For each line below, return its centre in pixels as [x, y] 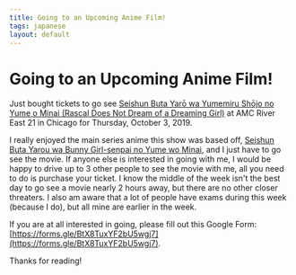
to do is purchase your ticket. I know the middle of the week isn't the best [145, 178]
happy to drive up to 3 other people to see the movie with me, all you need [147, 169]
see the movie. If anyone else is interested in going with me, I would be [140, 159]
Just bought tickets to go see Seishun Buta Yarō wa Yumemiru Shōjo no [142, 103]
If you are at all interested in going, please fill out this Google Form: [133, 225]
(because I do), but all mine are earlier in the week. [103, 207]
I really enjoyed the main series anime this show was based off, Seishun [142, 140]
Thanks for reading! [46, 261]
